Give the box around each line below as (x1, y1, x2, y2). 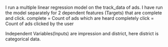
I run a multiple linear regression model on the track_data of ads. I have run (5, 5, 163, 10)
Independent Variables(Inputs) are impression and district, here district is (5, 31, 159, 36)
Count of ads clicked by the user (5, 20, 74, 27)
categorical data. (5, 36, 41, 42)
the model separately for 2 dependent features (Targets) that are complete (5, 10, 162, 16)
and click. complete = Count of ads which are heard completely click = (5, 15, 154, 21)
